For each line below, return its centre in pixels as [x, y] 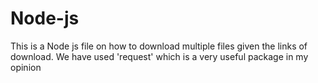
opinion [26, 67]
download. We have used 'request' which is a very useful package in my [159, 56]
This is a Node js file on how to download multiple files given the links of [159, 46]
